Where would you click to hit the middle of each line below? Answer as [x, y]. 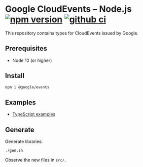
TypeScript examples [34, 114]
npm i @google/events [27, 87]
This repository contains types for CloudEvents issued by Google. [72, 33]
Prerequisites [26, 48]
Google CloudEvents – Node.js [69, 9]
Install [15, 76]
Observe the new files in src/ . [36, 160]
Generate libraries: [24, 141]
